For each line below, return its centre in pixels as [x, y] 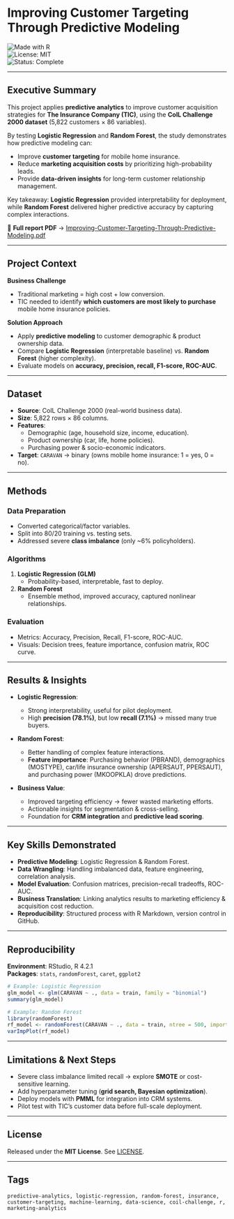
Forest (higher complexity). [56, 358]
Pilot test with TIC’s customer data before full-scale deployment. [110, 1106]
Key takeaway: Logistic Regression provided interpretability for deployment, [117, 199]
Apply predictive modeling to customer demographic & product [109, 335]
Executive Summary [52, 90]
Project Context [42, 264]
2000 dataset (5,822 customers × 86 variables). [77, 122]
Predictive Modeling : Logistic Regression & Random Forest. [103, 862]
